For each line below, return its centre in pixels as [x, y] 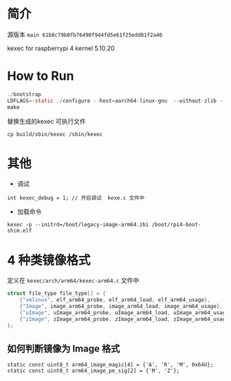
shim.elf [20, 231]
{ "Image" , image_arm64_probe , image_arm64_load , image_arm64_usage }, [121, 307]
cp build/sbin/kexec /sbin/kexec [55, 134]
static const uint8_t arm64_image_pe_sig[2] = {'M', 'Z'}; [93, 371]
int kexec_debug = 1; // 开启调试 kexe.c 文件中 [76, 198]
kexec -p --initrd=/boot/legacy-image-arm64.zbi [78, 225]
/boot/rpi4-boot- [176, 225]
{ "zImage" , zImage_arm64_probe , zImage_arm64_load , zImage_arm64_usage [124, 319]
